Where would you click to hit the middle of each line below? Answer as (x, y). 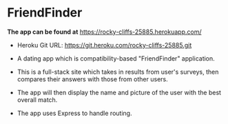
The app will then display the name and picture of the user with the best (119, 92)
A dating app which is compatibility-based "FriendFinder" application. (116, 58)
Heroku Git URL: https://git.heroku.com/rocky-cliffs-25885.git (104, 45)
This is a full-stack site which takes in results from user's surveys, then (118, 72)
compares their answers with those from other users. (93, 79)
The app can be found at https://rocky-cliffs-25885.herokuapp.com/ (104, 32)
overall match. (37, 100)
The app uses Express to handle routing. (74, 113)
